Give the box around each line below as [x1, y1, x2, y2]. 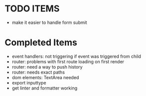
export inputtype [11, 80, 46, 86]
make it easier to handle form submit [11, 19, 88, 25]
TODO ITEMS [4, 3, 60, 14]
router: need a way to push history [11, 64, 83, 70]
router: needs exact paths [11, 69, 65, 75]
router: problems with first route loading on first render [11, 58, 125, 65]
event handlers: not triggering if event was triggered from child [11, 53, 142, 59]
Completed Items [4, 37, 78, 48]
